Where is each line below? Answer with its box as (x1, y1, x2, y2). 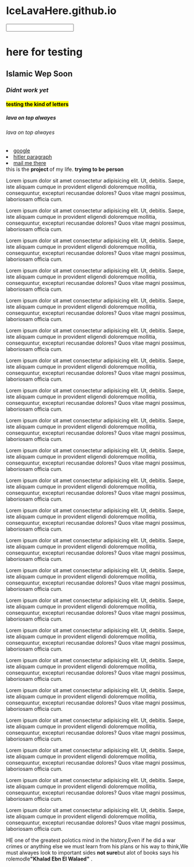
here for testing (6, 46, 83, 59)
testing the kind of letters (6, 101, 69, 108)
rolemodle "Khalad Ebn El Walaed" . (6, 855, 93, 862)
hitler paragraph (13, 153, 53, 160)
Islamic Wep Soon (6, 68, 73, 78)
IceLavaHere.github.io (6, 4, 117, 18)
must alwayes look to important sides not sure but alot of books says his (6, 849, 179, 856)
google (13, 147, 30, 154)
